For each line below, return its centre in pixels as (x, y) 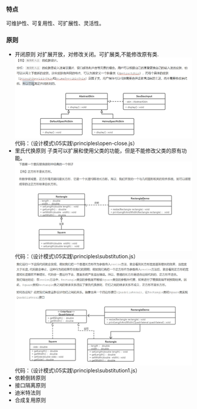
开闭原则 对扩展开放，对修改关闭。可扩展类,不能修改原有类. (87, 54)
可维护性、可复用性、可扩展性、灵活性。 (55, 23)
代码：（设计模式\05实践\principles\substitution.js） (76, 257)
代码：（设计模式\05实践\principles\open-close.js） (76, 143)
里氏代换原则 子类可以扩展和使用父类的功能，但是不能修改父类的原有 (98, 150)
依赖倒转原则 (30, 378)
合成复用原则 (30, 400)
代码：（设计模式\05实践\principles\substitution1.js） (78, 370)
